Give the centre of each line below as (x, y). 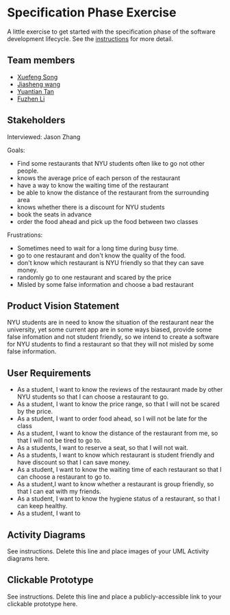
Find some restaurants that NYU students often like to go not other (111, 163)
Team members (41, 61)
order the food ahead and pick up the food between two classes (107, 221)
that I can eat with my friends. (59, 492)
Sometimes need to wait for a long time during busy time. (98, 248)
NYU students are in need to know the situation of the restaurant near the (111, 323)
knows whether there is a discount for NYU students (91, 207)
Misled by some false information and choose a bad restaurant (105, 284)
